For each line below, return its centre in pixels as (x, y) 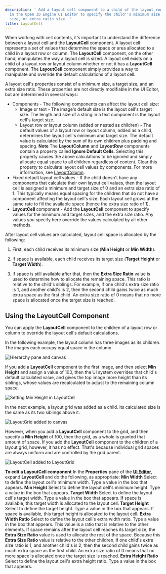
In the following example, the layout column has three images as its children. (83, 342)
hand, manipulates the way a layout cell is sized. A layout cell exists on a (79, 59)
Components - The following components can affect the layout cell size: (86, 104)
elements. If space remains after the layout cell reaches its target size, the (80, 529)
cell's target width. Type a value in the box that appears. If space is (73, 498)
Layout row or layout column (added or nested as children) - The (85, 125)
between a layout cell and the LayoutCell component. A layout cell (73, 43)
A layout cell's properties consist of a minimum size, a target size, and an (80, 84)
